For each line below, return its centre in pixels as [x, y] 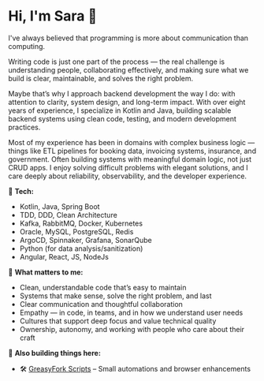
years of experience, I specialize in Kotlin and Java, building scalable [120, 110]
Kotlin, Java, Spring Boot [59, 206]
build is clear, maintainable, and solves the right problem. [101, 78]
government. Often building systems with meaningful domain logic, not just [130, 159]
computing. [27, 46]
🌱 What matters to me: [46, 272]
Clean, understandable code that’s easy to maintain [103, 287]
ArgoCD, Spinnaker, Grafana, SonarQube [86, 240]
